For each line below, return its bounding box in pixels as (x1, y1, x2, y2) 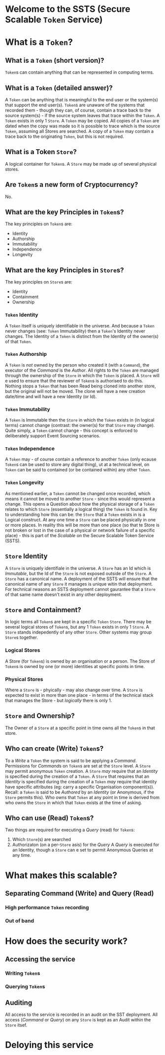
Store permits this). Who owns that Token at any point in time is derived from (5, 794, 160, 800)
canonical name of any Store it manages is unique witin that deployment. (5, 581, 153, 587)
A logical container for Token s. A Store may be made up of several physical (5, 161, 157, 167)
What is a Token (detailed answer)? (5, 84, 113, 92)
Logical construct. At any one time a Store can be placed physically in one (5, 516, 156, 522)
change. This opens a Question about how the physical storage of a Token (5, 501, 155, 507)
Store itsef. (5, 1022, 28, 1028)
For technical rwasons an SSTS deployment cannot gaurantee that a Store (5, 586, 156, 592)
